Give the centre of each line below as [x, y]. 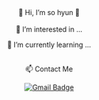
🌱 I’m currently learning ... [49, 44]
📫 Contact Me [49, 69]
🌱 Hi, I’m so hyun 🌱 [49, 12]
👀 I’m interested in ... [49, 29]
